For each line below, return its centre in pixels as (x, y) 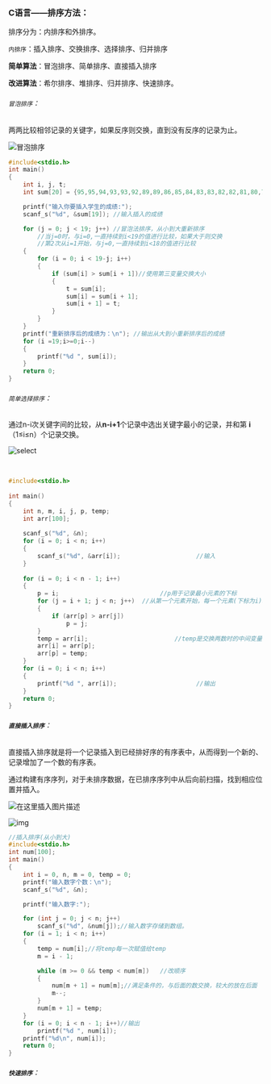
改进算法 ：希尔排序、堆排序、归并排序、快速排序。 (93, 83)
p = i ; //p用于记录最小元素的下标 (137, 594)
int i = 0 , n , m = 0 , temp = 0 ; (77, 874)
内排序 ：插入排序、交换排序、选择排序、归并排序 (88, 49)
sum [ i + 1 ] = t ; (93, 304)
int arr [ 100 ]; (46, 519)
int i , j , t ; (45, 185)
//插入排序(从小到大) (40, 837)
